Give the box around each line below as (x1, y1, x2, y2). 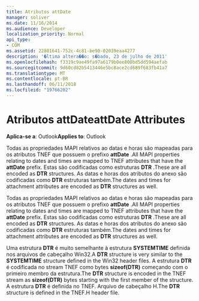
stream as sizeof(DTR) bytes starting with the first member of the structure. (6, 276, 194, 283)
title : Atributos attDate (6, 8, 71, 15)
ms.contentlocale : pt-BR (6, 76, 68, 82)
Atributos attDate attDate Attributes (6, 113, 186, 127)
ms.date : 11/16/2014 (6, 20, 58, 26)
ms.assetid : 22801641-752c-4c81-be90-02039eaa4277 (6, 48, 135, 54)
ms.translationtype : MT (6, 70, 66, 76)
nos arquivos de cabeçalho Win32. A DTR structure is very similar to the (6, 251, 183, 258)
